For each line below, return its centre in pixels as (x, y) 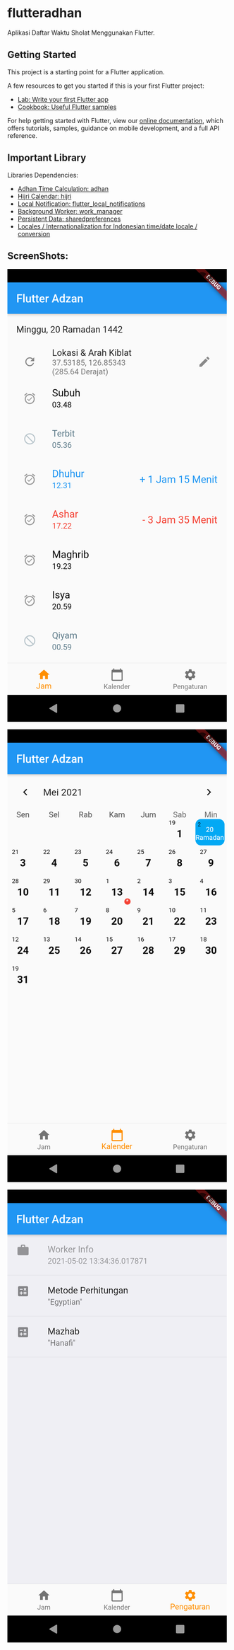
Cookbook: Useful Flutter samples (67, 107)
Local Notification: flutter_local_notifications (81, 204)
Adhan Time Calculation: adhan (63, 188)
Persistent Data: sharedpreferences (69, 219)
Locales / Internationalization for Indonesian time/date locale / (107, 226)
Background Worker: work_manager (70, 211)
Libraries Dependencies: (43, 175)
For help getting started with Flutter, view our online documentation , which (116, 120)
